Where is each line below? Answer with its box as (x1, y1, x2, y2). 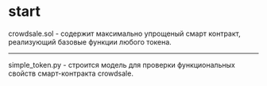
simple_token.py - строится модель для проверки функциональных (8, 60, 236, 69)
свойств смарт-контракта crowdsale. (8, 68, 133, 78)
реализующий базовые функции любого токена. (8, 37, 172, 46)
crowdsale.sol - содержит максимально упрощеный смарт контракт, (8, 29, 241, 38)
